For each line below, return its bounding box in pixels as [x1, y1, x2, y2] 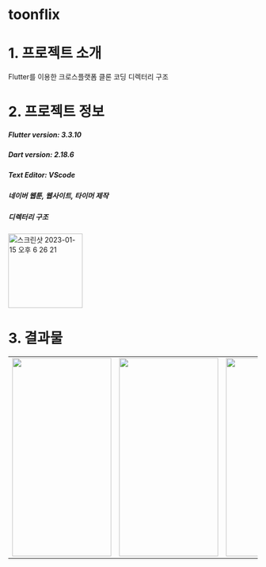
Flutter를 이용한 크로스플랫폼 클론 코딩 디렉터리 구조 [8, 72, 169, 82]
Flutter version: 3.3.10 [8, 129, 82, 140]
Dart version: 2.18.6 [8, 150, 74, 159]
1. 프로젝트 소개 [8, 44, 102, 63]
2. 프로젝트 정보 [8, 103, 104, 121]
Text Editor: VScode [8, 170, 76, 179]
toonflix [8, 6, 61, 24]
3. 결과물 [8, 329, 63, 347]
